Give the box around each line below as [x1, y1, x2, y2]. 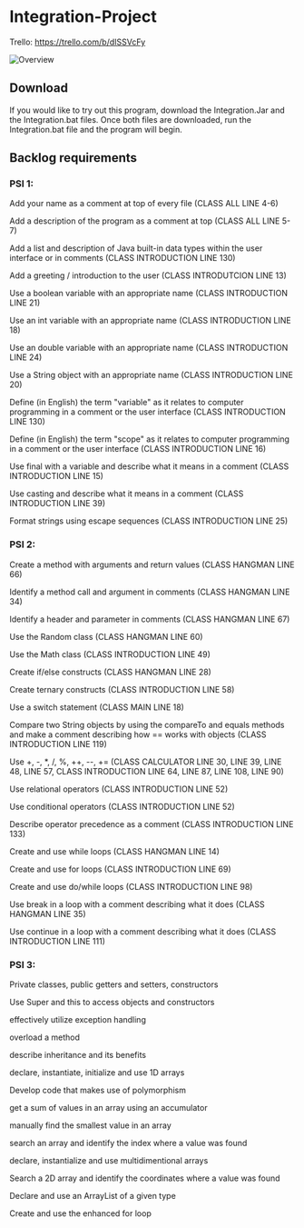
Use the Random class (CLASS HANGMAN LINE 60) [9, 631, 203, 642]
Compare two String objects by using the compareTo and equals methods [9, 719, 285, 730]
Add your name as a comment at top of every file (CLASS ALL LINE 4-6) [9, 198, 279, 209]
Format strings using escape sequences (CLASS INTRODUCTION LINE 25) [9, 515, 289, 526]
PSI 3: [9, 958, 36, 971]
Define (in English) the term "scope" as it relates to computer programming [9, 434, 290, 444]
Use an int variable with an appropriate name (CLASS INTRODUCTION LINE [9, 315, 292, 326]
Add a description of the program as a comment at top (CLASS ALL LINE [9, 215, 280, 226]
